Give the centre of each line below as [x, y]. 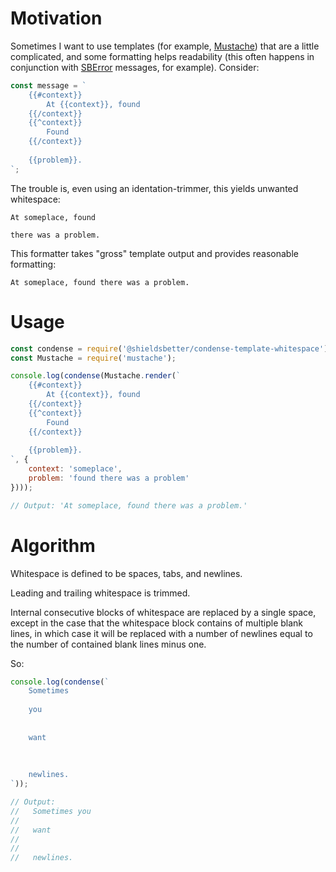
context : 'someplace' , [75, 469]
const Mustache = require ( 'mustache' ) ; [93, 358]
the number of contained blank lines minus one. [108, 644]
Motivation [56, 18]
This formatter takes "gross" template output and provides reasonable [154, 253]
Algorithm [53, 545]
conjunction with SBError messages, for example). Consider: [135, 67]
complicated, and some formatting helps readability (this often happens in [162, 56]
